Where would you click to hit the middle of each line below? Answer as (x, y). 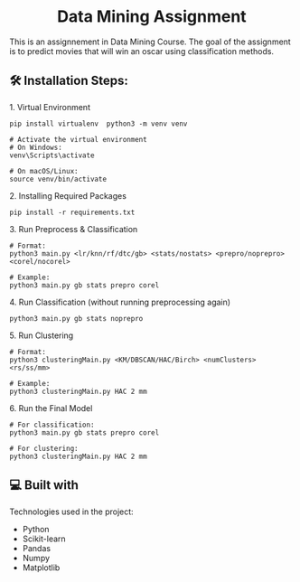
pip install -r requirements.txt (72, 212)
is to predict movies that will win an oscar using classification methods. (141, 51)
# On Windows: (36, 147)
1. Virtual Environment (50, 107)
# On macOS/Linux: (44, 171)
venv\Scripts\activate (52, 155)
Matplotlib (41, 568)
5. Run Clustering (42, 335)
